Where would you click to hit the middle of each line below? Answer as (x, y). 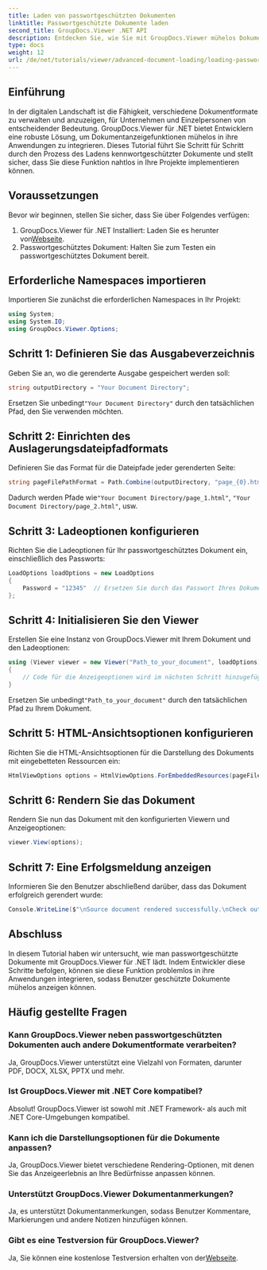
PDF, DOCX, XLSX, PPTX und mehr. (66, 1070)
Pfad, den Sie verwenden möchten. (66, 411)
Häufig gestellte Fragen (68, 1013)
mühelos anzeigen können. (52, 987)
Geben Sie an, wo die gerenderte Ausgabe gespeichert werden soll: (119, 373)
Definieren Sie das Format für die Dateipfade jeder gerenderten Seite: (122, 468)
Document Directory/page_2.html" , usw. (73, 506)
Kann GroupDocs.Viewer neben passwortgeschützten (115, 1035)
